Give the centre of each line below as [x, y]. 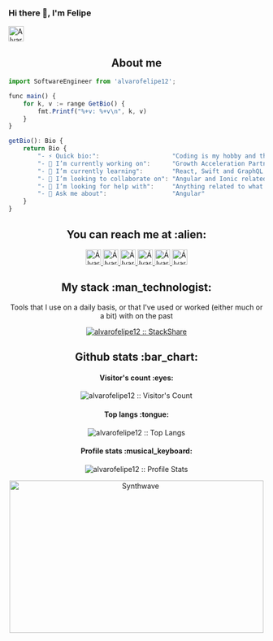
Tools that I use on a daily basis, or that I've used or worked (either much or [136, 307]
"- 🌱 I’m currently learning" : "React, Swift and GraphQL [151, 171]
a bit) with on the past [136, 315]
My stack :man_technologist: [136, 288]
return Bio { [45, 149]
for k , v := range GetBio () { [74, 104]
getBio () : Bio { [36, 141]
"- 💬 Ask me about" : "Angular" [121, 194]
